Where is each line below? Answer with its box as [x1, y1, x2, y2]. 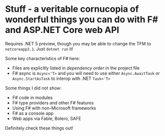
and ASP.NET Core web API [5, 25, 120, 35]
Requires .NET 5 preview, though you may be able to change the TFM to [5, 40, 151, 46]
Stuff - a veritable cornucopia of [5, 3, 139, 15]
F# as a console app [12, 110, 54, 116]
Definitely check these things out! [5, 125, 73, 131]
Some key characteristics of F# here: [5, 55, 80, 61]
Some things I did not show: [5, 85, 62, 91]
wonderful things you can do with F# [5, 14, 159, 25]
